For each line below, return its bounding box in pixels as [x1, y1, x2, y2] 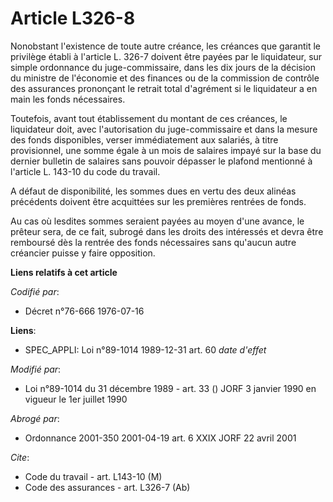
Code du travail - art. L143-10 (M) [24, 470, 163, 482]
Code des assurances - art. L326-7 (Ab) [24, 481, 191, 493]
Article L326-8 [10, 7, 136, 30]
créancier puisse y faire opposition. [10, 247, 156, 259]
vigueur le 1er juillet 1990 [24, 393, 128, 405]
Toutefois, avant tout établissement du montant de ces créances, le [10, 112, 288, 124]
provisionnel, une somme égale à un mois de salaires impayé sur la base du [10, 144, 322, 156]
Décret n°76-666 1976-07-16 [24, 305, 145, 317]
